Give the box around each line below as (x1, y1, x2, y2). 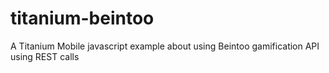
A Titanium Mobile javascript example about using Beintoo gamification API (10, 40, 320, 52)
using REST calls (10, 50, 80, 62)
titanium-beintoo (10, 7, 155, 30)
